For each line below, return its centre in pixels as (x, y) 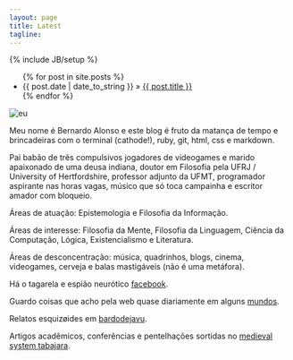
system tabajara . (40, 346)
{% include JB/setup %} (54, 60)
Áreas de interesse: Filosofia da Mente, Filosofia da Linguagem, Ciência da (146, 230)
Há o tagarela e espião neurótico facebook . (89, 284)
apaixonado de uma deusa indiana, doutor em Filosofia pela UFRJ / (133, 167)
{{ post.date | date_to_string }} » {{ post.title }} (107, 87)
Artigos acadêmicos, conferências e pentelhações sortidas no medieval (141, 336)
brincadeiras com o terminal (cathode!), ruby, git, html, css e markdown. (142, 141)
